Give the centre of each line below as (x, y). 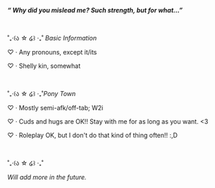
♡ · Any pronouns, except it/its (52, 52)
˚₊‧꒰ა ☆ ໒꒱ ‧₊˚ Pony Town (42, 94)
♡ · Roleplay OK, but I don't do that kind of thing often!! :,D (93, 135)
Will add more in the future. (47, 177)
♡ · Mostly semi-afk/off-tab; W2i (55, 108)
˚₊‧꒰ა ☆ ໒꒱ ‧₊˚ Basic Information (52, 38)
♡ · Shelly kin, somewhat (44, 66)
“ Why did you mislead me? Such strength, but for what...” (95, 10)
